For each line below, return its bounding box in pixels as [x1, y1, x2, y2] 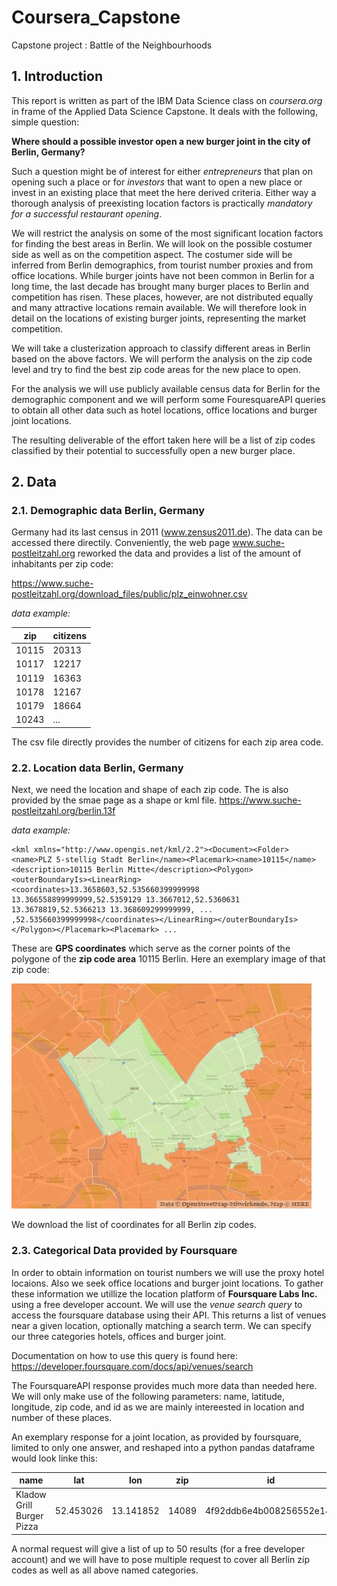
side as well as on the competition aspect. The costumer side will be [11, 248, 293, 260]
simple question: [11, 116, 80, 128]
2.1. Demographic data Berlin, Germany [11, 504, 206, 518]
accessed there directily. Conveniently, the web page [11, 537, 231, 549]
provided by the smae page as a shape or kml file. [11, 794, 218, 806]
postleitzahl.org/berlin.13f [11, 805, 116, 817]
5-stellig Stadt [55, 855, 124, 865]
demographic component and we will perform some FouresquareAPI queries [11, 393, 326, 405]
